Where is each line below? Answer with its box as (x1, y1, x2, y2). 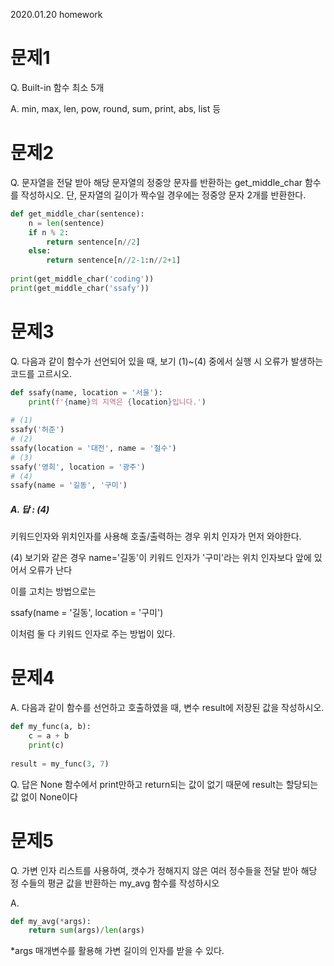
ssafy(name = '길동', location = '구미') (10, 607, 164, 619)
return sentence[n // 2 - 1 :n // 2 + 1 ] (46, 255, 182, 266)
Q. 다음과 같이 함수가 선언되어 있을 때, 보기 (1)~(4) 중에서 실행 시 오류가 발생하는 (10, 355, 324, 367)
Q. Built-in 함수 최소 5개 (10, 81, 105, 93)
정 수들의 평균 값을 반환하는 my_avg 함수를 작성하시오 (10, 877, 220, 889)
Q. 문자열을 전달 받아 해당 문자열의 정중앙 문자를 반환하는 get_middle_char (10, 176, 303, 188)
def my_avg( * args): (10, 916, 92, 926)
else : (28, 246, 52, 256)
